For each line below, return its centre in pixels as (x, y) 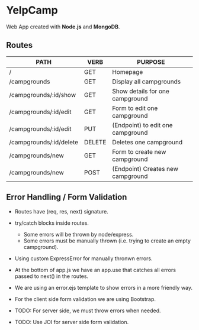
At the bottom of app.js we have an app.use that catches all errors (95, 270)
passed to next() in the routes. (52, 276)
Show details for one (141, 91)
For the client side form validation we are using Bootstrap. (85, 299)
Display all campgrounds (147, 82)
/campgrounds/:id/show (42, 95)
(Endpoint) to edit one (142, 125)
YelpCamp (32, 10)
